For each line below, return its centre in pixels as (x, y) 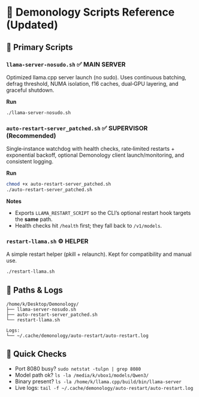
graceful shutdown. (30, 90)
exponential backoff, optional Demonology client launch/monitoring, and (95, 155)
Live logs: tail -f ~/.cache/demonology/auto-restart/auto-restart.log (104, 387)
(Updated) (32, 25)
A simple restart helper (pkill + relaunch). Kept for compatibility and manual (99, 254)
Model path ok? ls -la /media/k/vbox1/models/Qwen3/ (82, 375)
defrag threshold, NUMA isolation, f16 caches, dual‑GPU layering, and (92, 83)
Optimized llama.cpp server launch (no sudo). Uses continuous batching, (97, 77)
